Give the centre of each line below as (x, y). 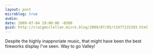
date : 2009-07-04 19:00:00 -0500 (39, 23)
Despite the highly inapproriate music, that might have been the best (73, 41)
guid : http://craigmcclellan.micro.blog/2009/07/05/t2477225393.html (77, 27)
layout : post (18, 9)
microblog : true (21, 14)
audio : (12, 18)
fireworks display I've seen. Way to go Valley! (50, 46)
